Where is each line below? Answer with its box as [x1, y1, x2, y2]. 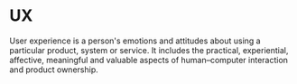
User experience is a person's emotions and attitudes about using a [9, 35, 261, 46]
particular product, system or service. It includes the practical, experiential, [9, 44, 289, 55]
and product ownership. [9, 64, 98, 75]
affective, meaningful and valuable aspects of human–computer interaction [9, 54, 289, 65]
